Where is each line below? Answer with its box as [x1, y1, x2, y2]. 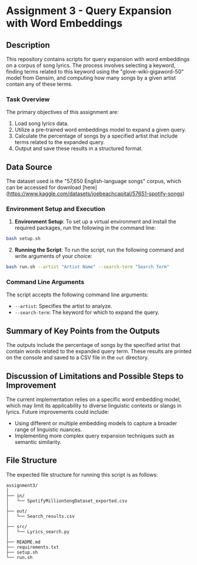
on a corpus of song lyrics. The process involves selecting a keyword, [6, 62, 176, 69]
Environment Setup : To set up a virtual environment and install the [14, 218, 176, 225]
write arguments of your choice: [14, 253, 93, 260]
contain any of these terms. [6, 81, 73, 88]
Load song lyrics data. [14, 120, 69, 127]
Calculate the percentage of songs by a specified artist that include [14, 132, 178, 139]
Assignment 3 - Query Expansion [6, 4, 172, 18]
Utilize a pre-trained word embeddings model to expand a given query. [14, 126, 186, 133]
